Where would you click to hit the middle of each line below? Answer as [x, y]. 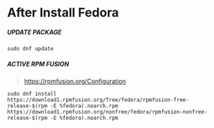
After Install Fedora [63, 13]
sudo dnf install [32, 94]
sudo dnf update [30, 49]
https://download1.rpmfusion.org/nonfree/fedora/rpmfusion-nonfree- [107, 112]
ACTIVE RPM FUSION [38, 64]
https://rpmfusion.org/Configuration [75, 81]
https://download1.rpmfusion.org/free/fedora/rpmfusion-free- [98, 100]
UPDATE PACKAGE [34, 32]
